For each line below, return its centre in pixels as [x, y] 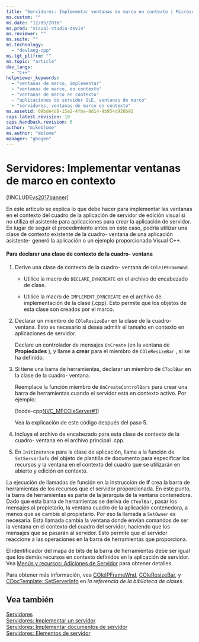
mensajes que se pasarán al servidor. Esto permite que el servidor [87, 533]
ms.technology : [25, 45]
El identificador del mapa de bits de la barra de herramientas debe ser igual [98, 550]
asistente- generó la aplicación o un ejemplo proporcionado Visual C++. [94, 240]
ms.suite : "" [22, 39]
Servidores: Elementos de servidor [48, 633]
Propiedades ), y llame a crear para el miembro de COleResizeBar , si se [102, 351]
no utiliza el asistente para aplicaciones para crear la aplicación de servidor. [99, 221]
